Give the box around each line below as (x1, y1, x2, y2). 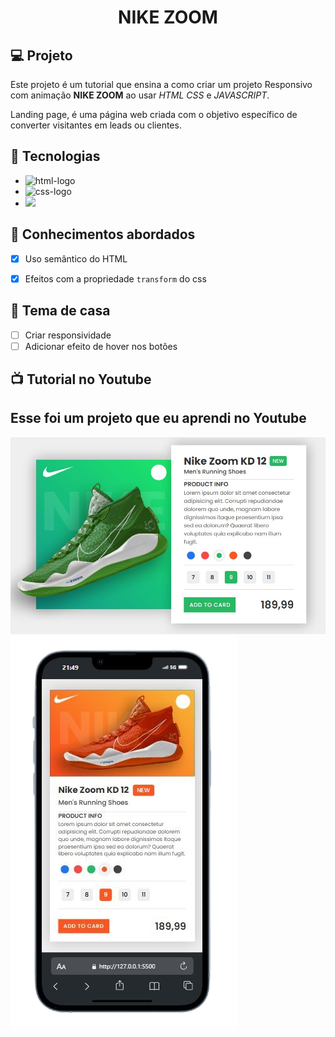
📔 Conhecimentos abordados (10, 226, 196, 243)
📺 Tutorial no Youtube (10, 371, 152, 388)
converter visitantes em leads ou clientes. (10, 119, 182, 131)
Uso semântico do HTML (24, 252, 128, 265)
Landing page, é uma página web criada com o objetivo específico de (10, 109, 298, 120)
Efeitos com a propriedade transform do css (24, 272, 207, 285)
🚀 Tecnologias (10, 148, 101, 165)
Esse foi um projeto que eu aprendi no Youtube (10, 410, 307, 427)
